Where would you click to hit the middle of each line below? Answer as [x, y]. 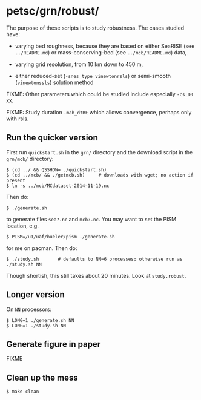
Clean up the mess [42, 377]
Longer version [35, 295]
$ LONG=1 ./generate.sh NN [40, 320]
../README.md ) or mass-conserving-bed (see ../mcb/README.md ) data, [101, 52]
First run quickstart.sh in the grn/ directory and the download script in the [100, 152]
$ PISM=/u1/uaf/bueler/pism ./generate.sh [61, 237]
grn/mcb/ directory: [30, 159]
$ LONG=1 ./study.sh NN [36, 326]
